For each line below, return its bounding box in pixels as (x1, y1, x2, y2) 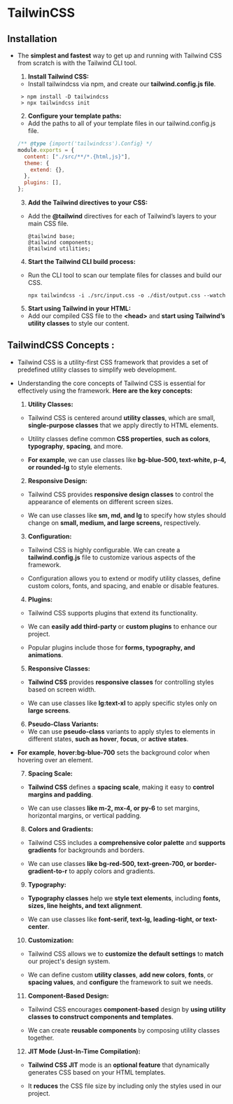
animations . (27, 650, 64, 659)
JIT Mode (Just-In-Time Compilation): (27, 1047, 141, 1055)
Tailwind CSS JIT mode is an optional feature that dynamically (27, 1061, 210, 1069)
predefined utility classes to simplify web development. (17, 365, 177, 374)
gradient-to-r (27, 867, 68, 875)
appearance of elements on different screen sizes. (27, 497, 174, 505)
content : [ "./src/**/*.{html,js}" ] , (24, 153, 131, 160)
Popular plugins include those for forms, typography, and (27, 643, 196, 652)
